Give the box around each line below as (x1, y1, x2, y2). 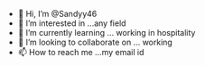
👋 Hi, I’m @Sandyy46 (17, 9, 98, 19)
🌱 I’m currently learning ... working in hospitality (17, 28, 196, 37)
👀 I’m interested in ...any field (17, 18, 126, 29)
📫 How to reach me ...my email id (17, 47, 144, 57)
